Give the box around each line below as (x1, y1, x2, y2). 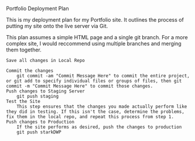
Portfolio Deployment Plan (6, 5, 69, 12)
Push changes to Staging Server (6, 88, 85, 94)
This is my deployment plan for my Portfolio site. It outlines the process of (6, 16, 184, 23)
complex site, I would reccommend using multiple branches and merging (6, 40, 182, 47)
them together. (6, 46, 42, 53)
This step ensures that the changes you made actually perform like (16, 104, 187, 109)
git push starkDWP (16, 129, 61, 135)
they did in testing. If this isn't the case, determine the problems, (6, 109, 184, 115)
